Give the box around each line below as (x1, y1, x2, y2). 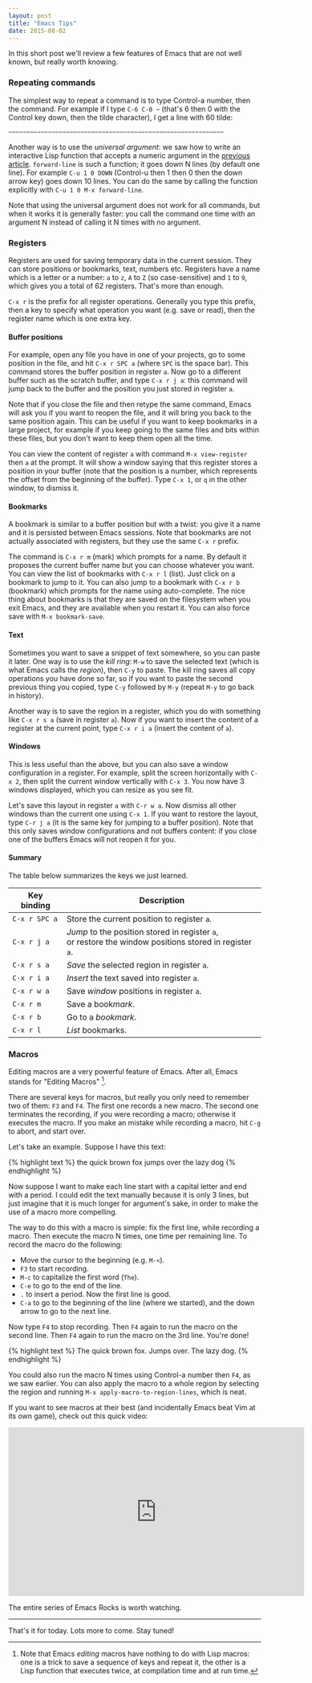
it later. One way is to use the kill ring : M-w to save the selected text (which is (8, 656, 259, 666)
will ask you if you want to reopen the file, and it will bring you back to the (8, 408, 252, 418)
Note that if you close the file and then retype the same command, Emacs (8, 399, 252, 409)
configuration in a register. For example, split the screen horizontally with (8, 768, 249, 777)
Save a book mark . (67, 998, 135, 1009)
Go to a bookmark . (67, 1012, 137, 1023)
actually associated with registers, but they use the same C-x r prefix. (8, 537, 240, 546)
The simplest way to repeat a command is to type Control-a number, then (8, 95, 251, 105)
